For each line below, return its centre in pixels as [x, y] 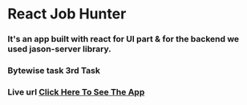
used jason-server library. [59, 49]
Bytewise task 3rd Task [54, 71]
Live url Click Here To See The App [76, 91]
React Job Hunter [67, 14]
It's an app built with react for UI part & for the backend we [123, 39]
